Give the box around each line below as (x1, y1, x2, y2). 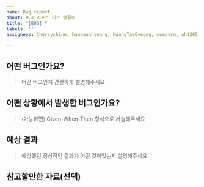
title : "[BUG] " (6, 20, 48, 26)
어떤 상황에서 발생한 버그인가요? (6, 98, 120, 108)
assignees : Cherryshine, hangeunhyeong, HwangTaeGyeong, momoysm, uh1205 (6, 32, 199, 38)
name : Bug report (6, 9, 51, 15)
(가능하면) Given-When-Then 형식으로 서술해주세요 (21, 115, 145, 122)
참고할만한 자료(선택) (6, 171, 81, 182)
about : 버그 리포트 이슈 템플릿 (6, 15, 76, 21)
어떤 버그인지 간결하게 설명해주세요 (21, 78, 105, 85)
